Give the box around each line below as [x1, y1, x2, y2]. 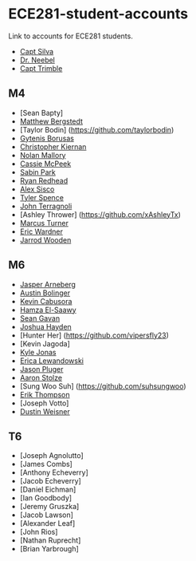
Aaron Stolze [19, 373, 62, 382]
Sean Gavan [19, 313, 61, 323]
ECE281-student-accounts [8, 5, 189, 23]
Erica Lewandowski [19, 356, 84, 365]
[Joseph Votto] [19, 398, 69, 408]
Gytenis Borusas [19, 133, 74, 143]
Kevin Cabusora [19, 296, 73, 306]
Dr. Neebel [19, 55, 56, 65]
